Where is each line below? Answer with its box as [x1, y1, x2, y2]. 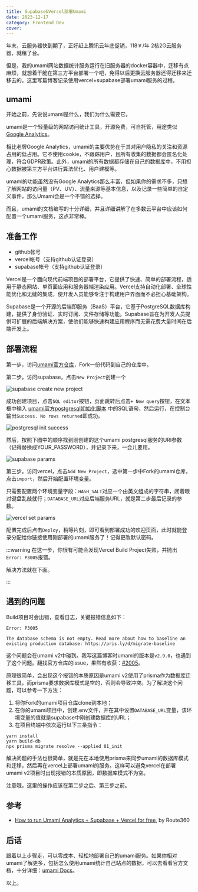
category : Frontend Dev [6, 19, 65, 25]
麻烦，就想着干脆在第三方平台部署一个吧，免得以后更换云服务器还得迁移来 [6, 69, 187, 77]
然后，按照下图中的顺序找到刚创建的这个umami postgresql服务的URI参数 [6, 436, 183, 443]
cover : [6, 25, 22, 31]
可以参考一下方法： [16, 686, 63, 694]
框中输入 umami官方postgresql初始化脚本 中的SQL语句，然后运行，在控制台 [6, 405, 190, 412]
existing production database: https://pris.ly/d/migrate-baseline [6, 640, 176, 647]
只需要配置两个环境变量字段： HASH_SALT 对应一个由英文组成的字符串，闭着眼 [6, 487, 190, 494]
